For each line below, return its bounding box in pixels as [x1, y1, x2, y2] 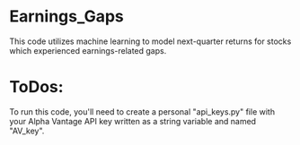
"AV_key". [9, 125, 45, 136]
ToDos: [9, 77, 65, 98]
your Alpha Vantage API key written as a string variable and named [9, 115, 257, 126]
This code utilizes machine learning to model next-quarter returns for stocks [9, 36, 292, 47]
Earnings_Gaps [9, 6, 124, 27]
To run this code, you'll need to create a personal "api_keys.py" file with [9, 106, 276, 117]
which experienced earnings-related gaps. [9, 45, 167, 55]
